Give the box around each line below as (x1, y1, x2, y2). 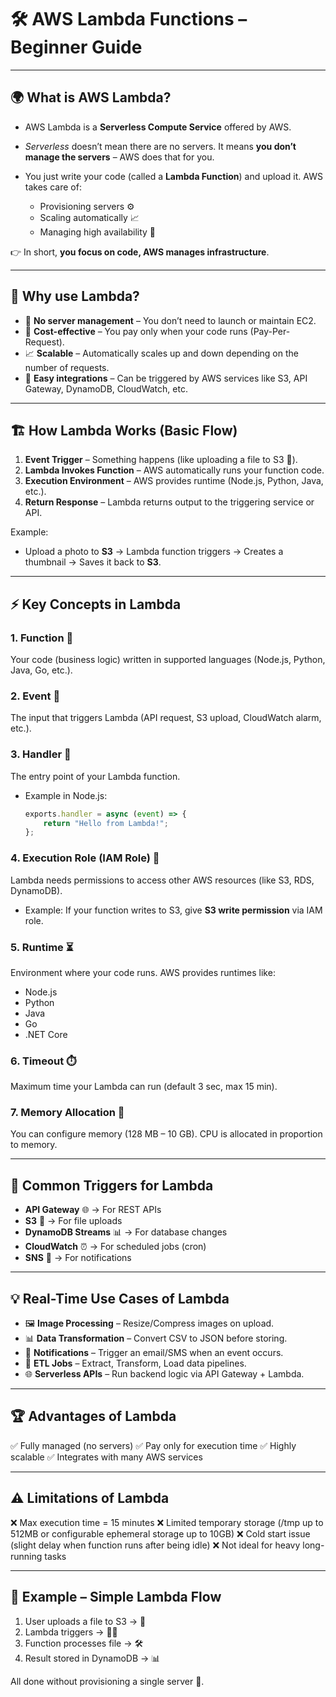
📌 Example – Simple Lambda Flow (10, 1589, 222, 1606)
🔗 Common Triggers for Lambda (10, 1177, 214, 1194)
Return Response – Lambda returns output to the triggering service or (24, 496, 315, 508)
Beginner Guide (10, 36, 143, 59)
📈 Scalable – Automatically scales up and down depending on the (24, 347, 299, 359)
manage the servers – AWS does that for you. (24, 151, 215, 163)
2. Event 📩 (10, 689, 61, 703)
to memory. (10, 1139, 58, 1151)
